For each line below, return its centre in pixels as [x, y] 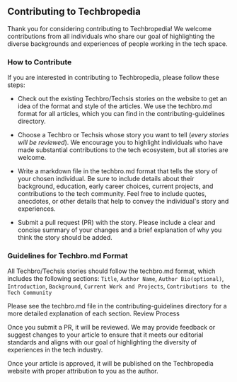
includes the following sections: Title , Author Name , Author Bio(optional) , [116, 279]
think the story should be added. [65, 238]
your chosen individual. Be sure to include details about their [106, 179]
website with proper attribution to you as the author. [83, 371]
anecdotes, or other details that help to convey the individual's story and [123, 202]
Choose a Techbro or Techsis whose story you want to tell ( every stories [123, 135]
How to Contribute [40, 62]
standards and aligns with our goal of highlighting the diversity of [102, 342]
